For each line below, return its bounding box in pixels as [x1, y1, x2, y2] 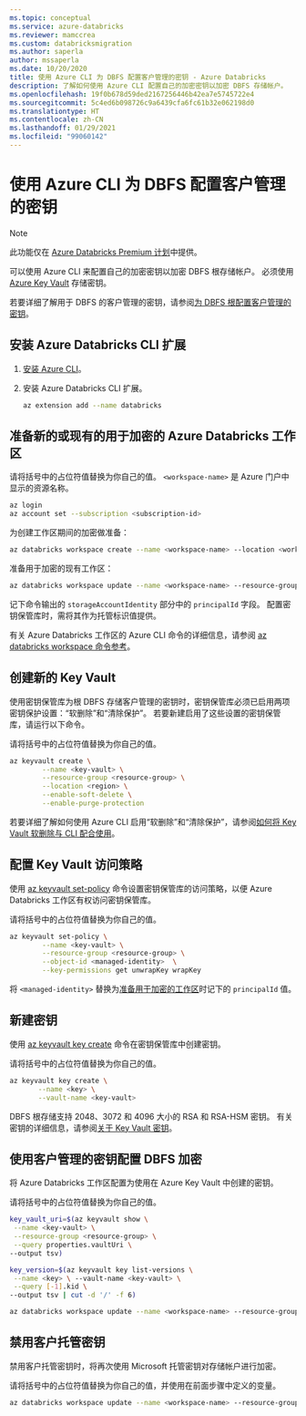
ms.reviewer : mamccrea [9, 30, 96, 39]
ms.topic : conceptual [9, 13, 92, 23]
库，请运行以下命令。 [9, 718, 89, 729]
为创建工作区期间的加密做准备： [9, 527, 129, 538]
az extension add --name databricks [22, 400, 162, 410]
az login [9, 501, 43, 511]
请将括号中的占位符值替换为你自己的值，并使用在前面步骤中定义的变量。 [9, 1380, 280, 1390]
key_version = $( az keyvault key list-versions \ [9, 1265, 194, 1275]
